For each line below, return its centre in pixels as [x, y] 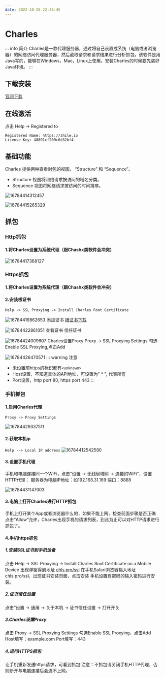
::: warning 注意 [62, 357]
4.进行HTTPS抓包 [23, 651]
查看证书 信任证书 [64, 330]
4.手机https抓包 [21, 538]
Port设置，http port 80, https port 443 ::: [53, 380]
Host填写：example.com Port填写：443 [46, 639]
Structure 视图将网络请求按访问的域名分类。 [57, 179]
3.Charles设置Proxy [26, 620]
